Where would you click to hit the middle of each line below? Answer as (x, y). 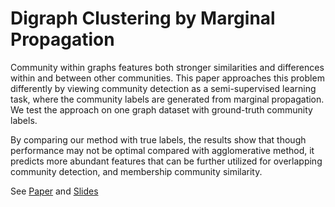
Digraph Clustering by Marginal (143, 18)
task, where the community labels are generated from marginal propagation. (167, 99)
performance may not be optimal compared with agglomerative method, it (162, 150)
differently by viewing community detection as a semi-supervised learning (163, 88)
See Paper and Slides (54, 191)
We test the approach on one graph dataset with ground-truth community (161, 109)
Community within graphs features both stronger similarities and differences (167, 67)
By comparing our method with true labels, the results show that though (158, 139)
